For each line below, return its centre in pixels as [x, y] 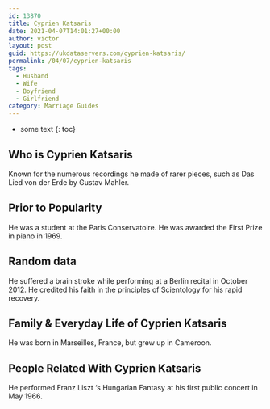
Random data [42, 261]
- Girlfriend [37, 99]
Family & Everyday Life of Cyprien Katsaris [118, 323]
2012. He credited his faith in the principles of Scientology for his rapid [125, 289]
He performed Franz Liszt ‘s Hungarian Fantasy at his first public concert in [133, 388]
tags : [17, 69]
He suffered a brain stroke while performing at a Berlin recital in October [128, 280]
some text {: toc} [48, 129]
